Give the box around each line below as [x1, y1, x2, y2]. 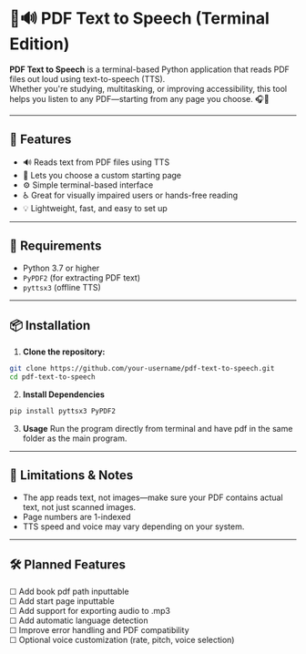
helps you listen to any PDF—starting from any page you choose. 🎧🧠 [9, 93, 270, 104]
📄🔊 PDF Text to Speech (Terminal [9, 8, 270, 29]
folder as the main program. [22, 433, 127, 444]
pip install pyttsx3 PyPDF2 [9, 407, 117, 416]
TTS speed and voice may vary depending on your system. [22, 521, 245, 532]
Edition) [9, 34, 70, 55]
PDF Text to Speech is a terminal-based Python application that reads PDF [9, 64, 290, 75]
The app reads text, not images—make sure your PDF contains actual [22, 492, 284, 503]
